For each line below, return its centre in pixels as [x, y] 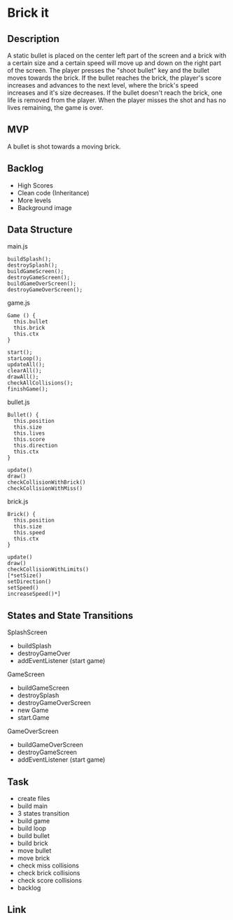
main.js [17, 246]
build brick [33, 843]
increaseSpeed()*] [34, 594]
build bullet [34, 836]
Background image [44, 207]
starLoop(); [24, 358]
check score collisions [50, 881]
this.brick [29, 328]
